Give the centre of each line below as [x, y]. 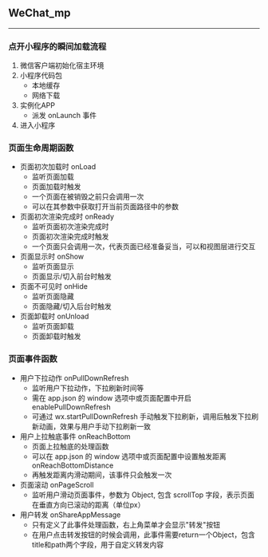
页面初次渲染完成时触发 [70, 237]
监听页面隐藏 [53, 296]
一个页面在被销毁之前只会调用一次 [88, 197]
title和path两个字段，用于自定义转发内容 [98, 544]
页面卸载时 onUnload [54, 316]
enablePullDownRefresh [71, 407]
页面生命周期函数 [41, 148]
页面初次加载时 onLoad [58, 167]
